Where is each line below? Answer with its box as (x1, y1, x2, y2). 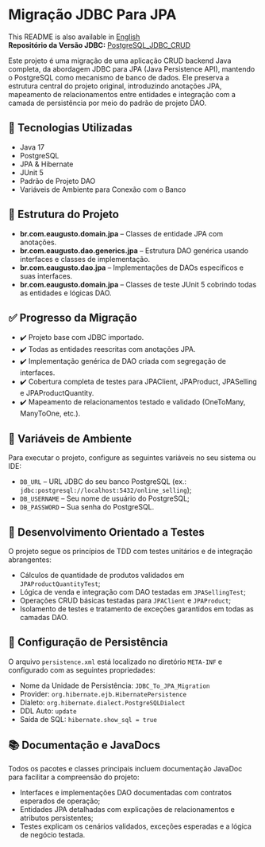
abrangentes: (8, 555, 52, 564)
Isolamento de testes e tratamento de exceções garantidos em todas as (19, 604, 254, 614)
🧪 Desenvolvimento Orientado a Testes (8, 525, 205, 539)
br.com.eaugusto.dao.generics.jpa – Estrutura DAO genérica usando (19, 245, 248, 256)
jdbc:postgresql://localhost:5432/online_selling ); (19, 486, 192, 495)
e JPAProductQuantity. (19, 388, 94, 398)
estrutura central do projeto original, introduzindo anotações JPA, (8, 81, 222, 91)
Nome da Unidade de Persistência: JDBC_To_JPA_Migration (19, 681, 210, 690)
